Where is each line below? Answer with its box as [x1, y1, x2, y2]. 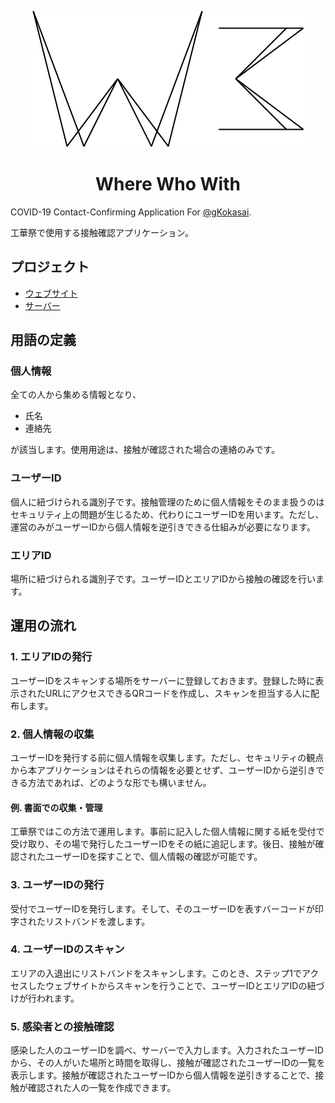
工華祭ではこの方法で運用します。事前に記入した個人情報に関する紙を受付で [10, 826, 325, 838]
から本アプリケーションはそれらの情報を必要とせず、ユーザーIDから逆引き [10, 764, 317, 776]
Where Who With [95, 173, 241, 196]
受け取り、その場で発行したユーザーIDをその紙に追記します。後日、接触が [10, 838, 316, 850]
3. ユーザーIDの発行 [10, 878, 105, 892]
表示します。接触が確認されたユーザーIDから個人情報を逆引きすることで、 [10, 1069, 316, 1081]
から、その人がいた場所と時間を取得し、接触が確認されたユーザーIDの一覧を [10, 1057, 326, 1069]
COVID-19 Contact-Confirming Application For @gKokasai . [10, 206, 252, 218]
